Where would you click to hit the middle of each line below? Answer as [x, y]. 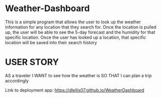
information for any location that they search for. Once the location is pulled [81, 27]
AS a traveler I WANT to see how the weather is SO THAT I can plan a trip [78, 75]
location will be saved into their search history [51, 42]
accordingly [17, 81]
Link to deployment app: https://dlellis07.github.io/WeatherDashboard [75, 90]
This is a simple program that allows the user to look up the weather [73, 22]
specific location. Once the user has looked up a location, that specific [76, 37]
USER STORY [32, 62]
